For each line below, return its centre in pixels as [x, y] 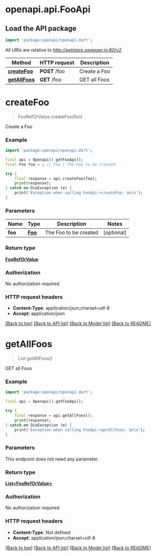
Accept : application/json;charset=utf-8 [54, 538]
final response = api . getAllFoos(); [54, 416]
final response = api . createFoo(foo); [56, 178]
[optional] [115, 233]
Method [21, 63]
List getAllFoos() [35, 359]
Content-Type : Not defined [41, 532]
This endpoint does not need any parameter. [52, 459]
